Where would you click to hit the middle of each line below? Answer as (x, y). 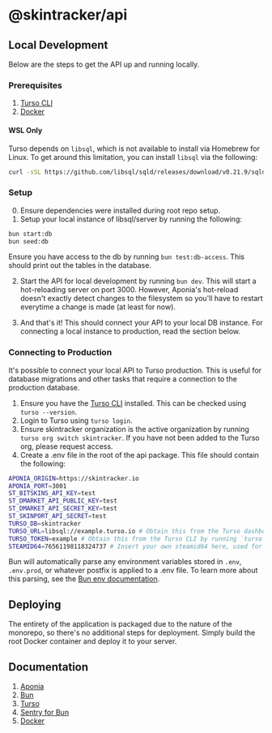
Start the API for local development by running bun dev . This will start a (138, 281)
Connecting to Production (60, 352)
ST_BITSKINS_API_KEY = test (52, 494)
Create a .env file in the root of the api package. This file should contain (139, 455)
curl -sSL (25, 172)
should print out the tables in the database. (80, 265)
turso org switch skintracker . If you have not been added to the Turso (140, 438)
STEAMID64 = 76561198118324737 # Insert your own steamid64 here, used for (136, 546)
